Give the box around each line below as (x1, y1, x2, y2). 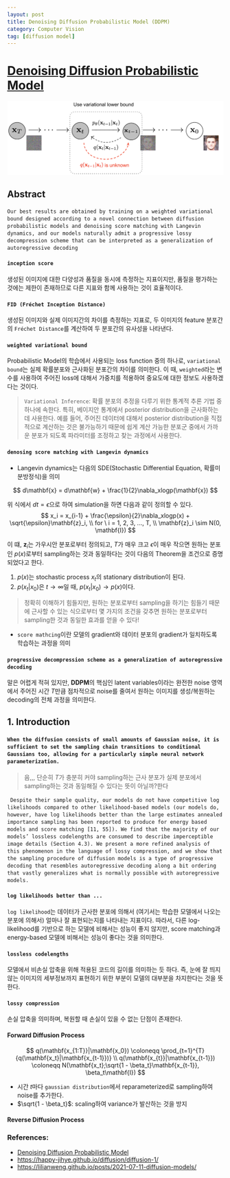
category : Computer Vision (7, 25, 84, 32)
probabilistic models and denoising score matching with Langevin (7, 222, 201, 229)
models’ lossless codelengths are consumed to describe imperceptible (7, 833, 214, 840)
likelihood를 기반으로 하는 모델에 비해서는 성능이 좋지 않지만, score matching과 (7, 924, 221, 933)
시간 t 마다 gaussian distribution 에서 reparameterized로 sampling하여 (16, 1082, 214, 1091)
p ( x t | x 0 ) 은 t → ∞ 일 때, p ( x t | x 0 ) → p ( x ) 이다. (16, 583, 135, 592)
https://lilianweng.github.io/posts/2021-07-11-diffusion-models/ (16, 1163, 197, 1171)
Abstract (7, 189, 46, 200)
